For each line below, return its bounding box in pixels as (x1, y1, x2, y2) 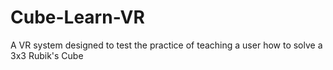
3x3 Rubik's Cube (10, 49, 84, 61)
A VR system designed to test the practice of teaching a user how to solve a (10, 39, 323, 51)
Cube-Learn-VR (10, 6, 145, 29)
